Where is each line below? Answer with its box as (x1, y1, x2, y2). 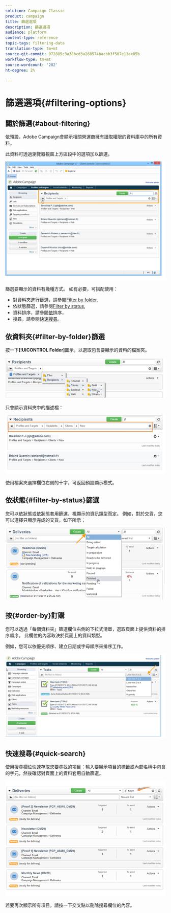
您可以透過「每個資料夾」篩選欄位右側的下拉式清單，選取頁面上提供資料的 (5, 626, 161, 632)
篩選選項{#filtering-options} (5, 97, 127, 109)
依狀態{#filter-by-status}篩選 (5, 496, 99, 505)
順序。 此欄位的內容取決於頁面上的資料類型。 (9, 632, 105, 638)
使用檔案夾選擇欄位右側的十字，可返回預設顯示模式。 (5, 479, 117, 485)
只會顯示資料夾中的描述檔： (5, 405, 64, 411)
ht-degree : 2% (5, 68, 36, 73)
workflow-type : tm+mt (5, 57, 51, 62)
